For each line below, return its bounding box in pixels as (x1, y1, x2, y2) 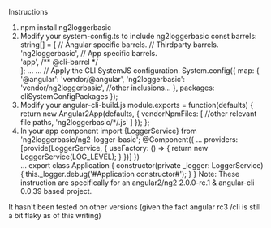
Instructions (8, 7, 49, 16)
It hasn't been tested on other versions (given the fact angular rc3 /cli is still (8, 202, 261, 212)
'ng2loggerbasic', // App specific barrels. (19, 49, 158, 58)
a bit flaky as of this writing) (8, 211, 101, 220)
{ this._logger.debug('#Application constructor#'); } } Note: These (19, 170, 240, 179)
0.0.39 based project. (19, 187, 92, 196)
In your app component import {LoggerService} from (19, 126, 197, 136)
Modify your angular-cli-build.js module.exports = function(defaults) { (19, 101, 254, 110)
